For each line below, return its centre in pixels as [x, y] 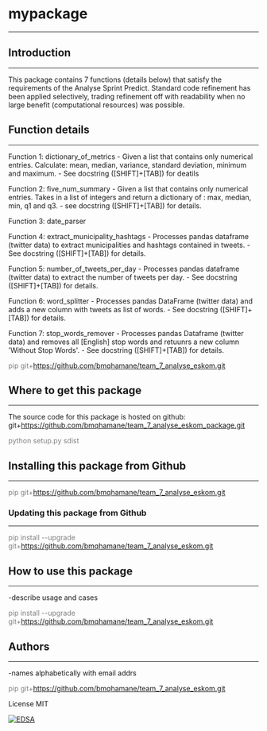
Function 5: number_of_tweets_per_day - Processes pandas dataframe [124, 269]
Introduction [40, 53]
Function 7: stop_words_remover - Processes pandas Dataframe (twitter [126, 333]
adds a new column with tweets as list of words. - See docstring [113, 309]
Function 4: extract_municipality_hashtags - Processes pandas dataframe [128, 236]
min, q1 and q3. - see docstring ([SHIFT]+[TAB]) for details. [105, 205]
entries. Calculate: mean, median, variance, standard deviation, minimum [128, 164]
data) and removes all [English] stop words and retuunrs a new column [124, 342]
